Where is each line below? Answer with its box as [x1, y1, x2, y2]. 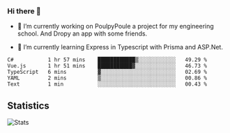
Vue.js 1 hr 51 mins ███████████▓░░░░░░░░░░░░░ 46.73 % [7, 63, 208, 70]
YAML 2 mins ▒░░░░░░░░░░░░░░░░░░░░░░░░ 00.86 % [7, 75, 208, 82]
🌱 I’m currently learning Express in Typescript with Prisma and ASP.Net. [17, 43, 223, 52]
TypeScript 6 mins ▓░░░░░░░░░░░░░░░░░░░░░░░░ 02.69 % [7, 69, 208, 76]
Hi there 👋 [7, 6, 42, 16]
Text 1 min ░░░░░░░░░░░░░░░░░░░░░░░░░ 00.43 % [7, 81, 208, 88]
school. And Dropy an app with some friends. [17, 29, 148, 38]
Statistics [7, 100, 50, 111]
